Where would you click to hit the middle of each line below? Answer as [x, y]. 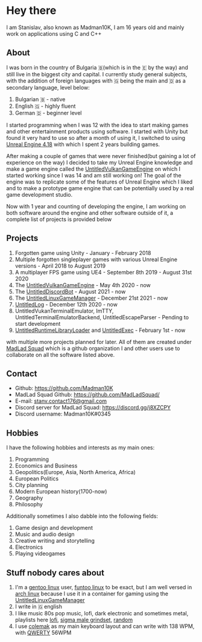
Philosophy [29, 505]
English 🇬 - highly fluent [45, 106]
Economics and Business [46, 466]
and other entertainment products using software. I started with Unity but [97, 131]
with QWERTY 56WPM [43, 633]
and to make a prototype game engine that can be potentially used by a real [100, 188]
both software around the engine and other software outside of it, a [90, 213]
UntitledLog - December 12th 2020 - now [66, 304]
